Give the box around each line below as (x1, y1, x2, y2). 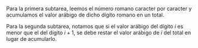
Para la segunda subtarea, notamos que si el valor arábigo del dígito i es (6, 23, 184, 30)
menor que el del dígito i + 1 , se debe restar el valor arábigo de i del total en (6, 29, 191, 36)
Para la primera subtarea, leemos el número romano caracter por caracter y (6, 5, 192, 12)
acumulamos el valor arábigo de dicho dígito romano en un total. (6, 11, 165, 18)
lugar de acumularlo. (6, 36, 57, 42)
